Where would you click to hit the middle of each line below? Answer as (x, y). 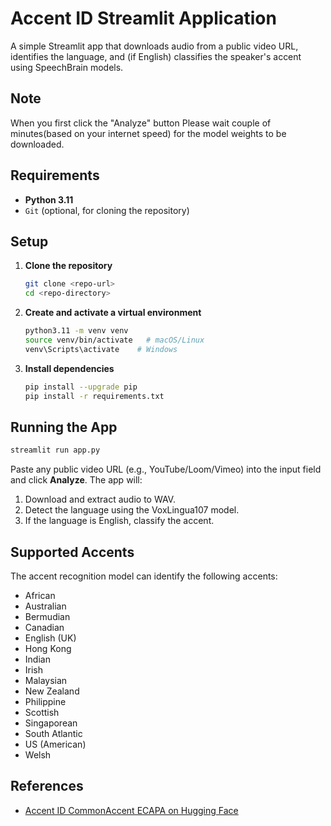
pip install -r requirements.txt (94, 396)
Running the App (64, 427)
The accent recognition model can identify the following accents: (144, 576)
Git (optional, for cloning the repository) (107, 210)
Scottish (42, 712)
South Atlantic (53, 733)
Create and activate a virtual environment (113, 313)
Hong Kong (48, 648)
